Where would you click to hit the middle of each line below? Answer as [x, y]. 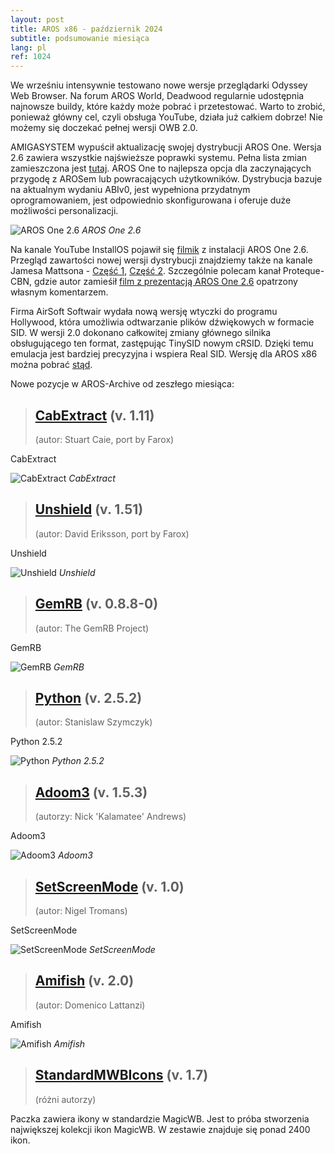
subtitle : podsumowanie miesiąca [80, 38]
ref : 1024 [31, 57]
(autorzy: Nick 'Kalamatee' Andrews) [110, 817]
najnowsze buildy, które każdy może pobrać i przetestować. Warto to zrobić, [168, 107]
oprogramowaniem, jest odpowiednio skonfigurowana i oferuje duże [151, 200]
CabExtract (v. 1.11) [94, 415]
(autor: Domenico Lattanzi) [90, 1005]
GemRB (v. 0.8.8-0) [96, 604]
